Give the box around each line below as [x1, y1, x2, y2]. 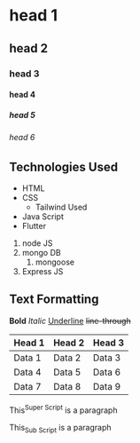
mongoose [35, 257, 75, 267]
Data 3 [92, 352, 121, 364]
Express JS [21, 266, 64, 277]
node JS [21, 238, 53, 249]
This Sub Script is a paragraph [9, 422, 113, 435]
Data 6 [92, 366, 121, 378]
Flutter [21, 221, 47, 232]
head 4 [9, 90, 35, 100]
